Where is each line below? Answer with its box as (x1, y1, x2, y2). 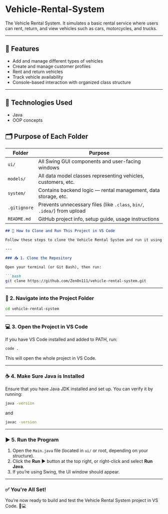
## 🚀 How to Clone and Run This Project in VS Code (5, 228, 115, 233)
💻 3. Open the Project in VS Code (5, 323, 88, 330)
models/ (7, 176, 26, 182)
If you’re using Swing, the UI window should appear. (12, 469, 120, 475)
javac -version (5, 420, 37, 425)
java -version (5, 401, 35, 406)
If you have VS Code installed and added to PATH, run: (5, 336, 117, 342)
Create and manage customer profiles (12, 63, 91, 69)
